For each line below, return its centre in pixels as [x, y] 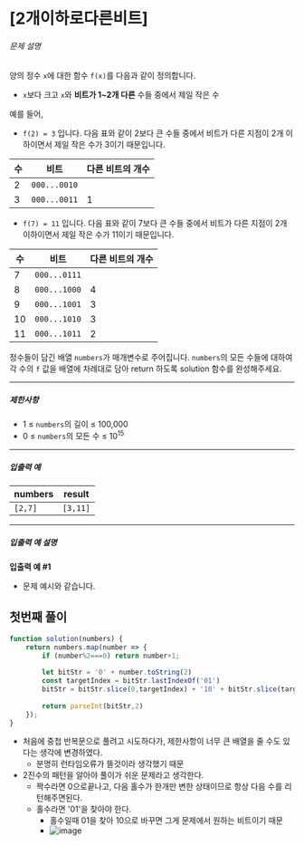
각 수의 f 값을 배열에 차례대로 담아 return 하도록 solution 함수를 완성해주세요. [146, 369]
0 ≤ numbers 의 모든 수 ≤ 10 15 [73, 436]
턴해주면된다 [58, 798]
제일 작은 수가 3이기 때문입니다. [109, 145]
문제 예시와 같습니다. [59, 586]
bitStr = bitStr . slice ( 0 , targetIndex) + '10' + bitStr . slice [160, 689]
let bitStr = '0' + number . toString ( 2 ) [117, 672]
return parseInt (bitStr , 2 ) [93, 706]
